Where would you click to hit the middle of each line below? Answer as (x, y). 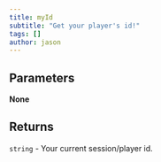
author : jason (35, 42)
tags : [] (25, 34)
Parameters (42, 77)
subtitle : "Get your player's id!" (75, 26)
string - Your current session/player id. (81, 148)
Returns (32, 127)
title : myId (31, 17)
